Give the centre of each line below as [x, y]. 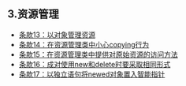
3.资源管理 [33, 14]
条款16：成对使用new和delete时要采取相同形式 [95, 64]
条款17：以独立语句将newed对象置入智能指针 [92, 74]
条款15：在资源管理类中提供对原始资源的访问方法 [98, 54]
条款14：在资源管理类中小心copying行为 [84, 44]
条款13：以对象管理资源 [57, 35]
